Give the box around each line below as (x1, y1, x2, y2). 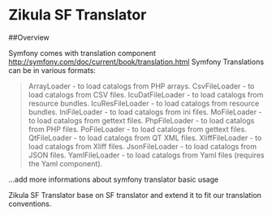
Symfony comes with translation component (8, 48, 157, 58)
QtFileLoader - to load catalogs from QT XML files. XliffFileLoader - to (28, 132, 262, 143)
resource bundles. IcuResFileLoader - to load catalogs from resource (28, 98, 260, 108)
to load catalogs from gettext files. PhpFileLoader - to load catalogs (28, 115, 255, 125)
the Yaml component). (28, 158, 103, 168)
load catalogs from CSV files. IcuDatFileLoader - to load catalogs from (28, 89, 264, 99)
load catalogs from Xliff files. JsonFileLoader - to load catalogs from (28, 141, 257, 151)
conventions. (8, 199, 52, 209)
